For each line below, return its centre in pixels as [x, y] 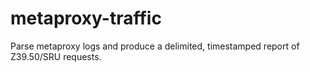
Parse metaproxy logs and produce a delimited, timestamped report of [155, 46]
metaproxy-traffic [86, 18]
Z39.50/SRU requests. [56, 56]
